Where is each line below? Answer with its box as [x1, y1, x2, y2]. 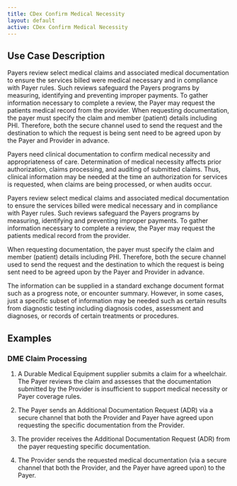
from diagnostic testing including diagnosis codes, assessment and [7, 304, 204, 312]
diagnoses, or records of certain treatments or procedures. [7, 312, 179, 320]
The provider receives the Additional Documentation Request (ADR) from [17, 434, 231, 443]
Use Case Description [7, 50, 105, 62]
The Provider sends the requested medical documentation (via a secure [17, 456, 227, 464]
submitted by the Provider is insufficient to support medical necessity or [17, 384, 229, 393]
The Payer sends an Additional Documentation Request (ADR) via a [17, 405, 214, 414]
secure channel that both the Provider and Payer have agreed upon [17, 413, 214, 422]
